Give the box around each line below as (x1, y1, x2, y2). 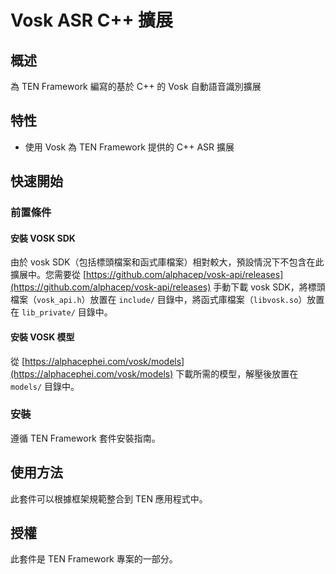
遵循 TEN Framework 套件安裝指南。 (10, 432, 161, 444)
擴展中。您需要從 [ (10, 269, 87, 281)
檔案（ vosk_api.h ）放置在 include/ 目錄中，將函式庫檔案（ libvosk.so (10, 294, 299, 306)
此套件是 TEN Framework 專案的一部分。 (10, 553, 178, 565)
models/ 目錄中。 (10, 380, 80, 392)
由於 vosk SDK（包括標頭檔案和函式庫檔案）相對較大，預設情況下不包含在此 (10, 256, 325, 268)
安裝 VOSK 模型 (10, 331, 75, 343)
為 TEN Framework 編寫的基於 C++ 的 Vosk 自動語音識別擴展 (10, 81, 262, 92)
